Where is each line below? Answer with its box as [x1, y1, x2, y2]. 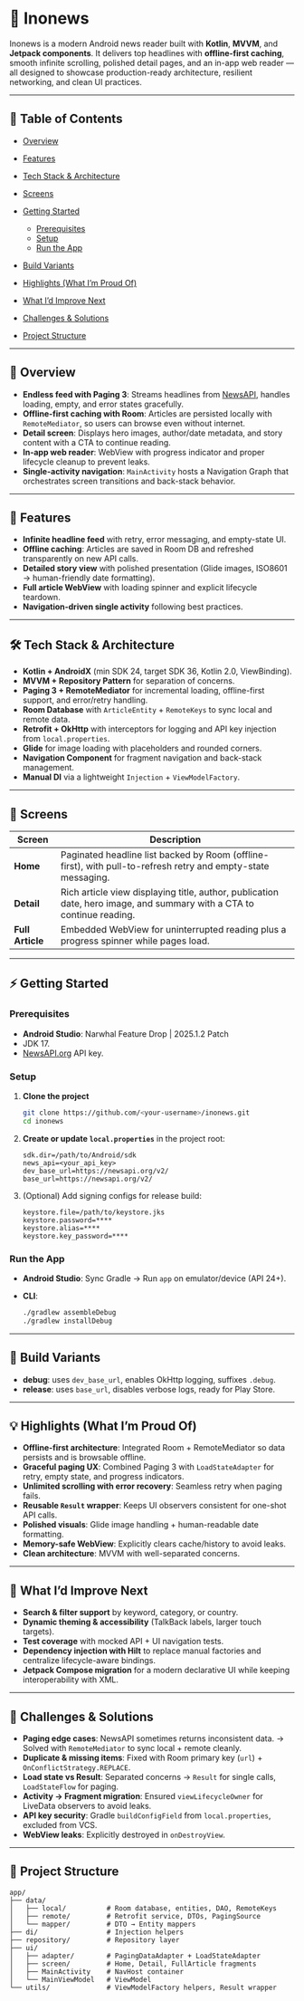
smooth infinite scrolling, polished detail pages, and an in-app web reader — [9, 57, 295, 68]
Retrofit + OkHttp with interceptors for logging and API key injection [22, 723, 277, 734]
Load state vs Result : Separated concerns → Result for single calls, [22, 1772, 276, 1783]
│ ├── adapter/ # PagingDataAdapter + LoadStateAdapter [9, 1951, 261, 1960]
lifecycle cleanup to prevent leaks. [22, 456, 151, 467]
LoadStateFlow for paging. [22, 1781, 119, 1792]
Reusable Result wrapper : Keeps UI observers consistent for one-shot [22, 1500, 287, 1511]
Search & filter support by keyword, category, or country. [22, 1607, 239, 1618]
